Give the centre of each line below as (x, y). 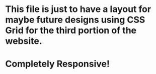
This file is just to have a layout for (78, 9)
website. (24, 41)
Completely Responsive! (57, 64)
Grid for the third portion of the (71, 30)
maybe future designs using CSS (75, 20)
